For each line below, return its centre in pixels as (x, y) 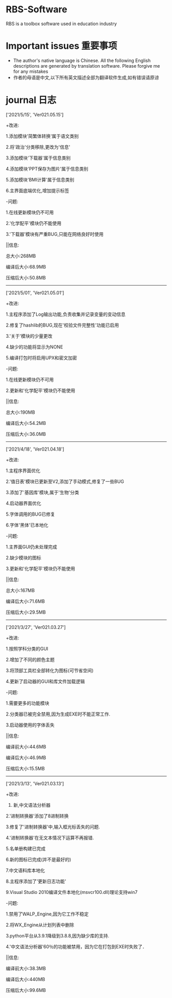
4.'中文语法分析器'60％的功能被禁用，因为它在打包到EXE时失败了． (76, 946)
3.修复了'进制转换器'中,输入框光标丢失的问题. (53, 827)
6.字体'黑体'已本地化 (27, 525)
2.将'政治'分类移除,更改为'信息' (38, 147)
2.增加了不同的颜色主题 (30, 659)
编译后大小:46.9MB (26, 758)
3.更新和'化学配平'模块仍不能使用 (41, 568)
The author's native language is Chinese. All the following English (82, 60)
